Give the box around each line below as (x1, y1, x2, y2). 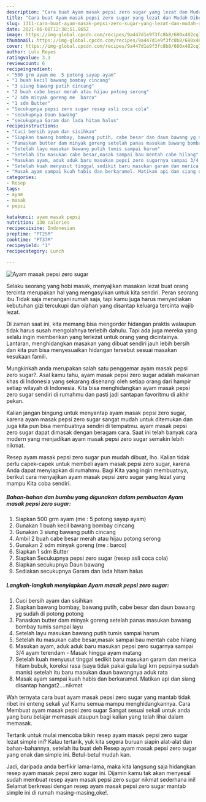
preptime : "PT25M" (6, 231, 53, 237)
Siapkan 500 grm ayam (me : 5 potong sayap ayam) (15, 516, 147, 523)
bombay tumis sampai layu (15, 623, 83, 630)
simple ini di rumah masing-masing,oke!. (6, 789, 109, 796)
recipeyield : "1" (6, 242, 51, 248)
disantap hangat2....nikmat (15, 682, 83, 689)
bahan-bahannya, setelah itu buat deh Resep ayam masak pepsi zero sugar (6, 744, 197, 752)
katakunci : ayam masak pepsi (6, 214, 81, 220)
